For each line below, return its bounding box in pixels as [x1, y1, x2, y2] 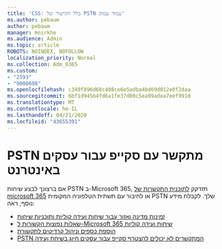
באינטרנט [7, 162, 61, 178]
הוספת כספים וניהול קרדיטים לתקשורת [16, 227, 116, 235]
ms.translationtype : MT [7, 99, 75, 106]
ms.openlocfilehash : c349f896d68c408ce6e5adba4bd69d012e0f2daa [7, 86, 191, 93]
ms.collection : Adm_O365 [7, 61, 78, 68]
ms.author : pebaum [7, 16, 59, 23]
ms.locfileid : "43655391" [7, 118, 81, 125]
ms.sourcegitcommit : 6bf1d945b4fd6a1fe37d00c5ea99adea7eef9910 [7, 93, 191, 100]
